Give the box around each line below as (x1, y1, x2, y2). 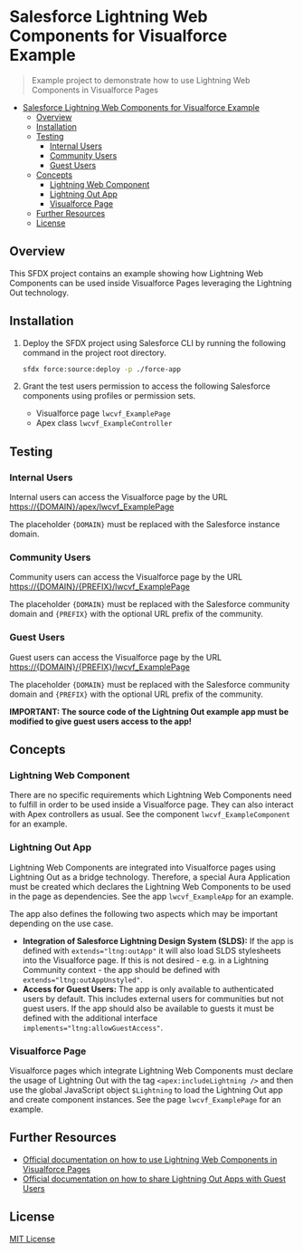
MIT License (9, 1233, 56, 1244)
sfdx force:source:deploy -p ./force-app (22, 364, 182, 373)
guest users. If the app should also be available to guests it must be (22, 1003, 274, 1014)
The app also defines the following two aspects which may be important (9, 908, 279, 919)
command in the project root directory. (22, 347, 167, 358)
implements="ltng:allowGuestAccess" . (22, 1022, 164, 1033)
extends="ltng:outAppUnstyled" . (22, 974, 143, 985)
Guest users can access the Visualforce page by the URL (9, 651, 223, 662)
